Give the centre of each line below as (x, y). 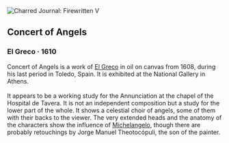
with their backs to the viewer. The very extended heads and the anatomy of (114, 117)
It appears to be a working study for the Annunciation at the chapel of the (110, 96)
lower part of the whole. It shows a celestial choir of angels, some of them (111, 110)
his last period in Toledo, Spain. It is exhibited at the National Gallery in (106, 74)
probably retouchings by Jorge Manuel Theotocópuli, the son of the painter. (114, 132)
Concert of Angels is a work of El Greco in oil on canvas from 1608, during (111, 66)
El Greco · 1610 (32, 52)
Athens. (18, 81)
